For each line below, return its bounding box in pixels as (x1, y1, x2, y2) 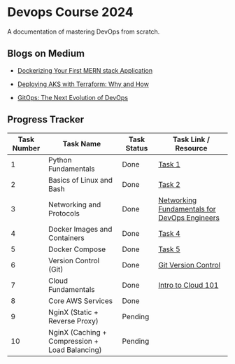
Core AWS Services (48, 295, 113, 305)
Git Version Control (158, 260, 221, 269)
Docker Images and (48, 224, 113, 234)
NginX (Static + (48, 307, 99, 317)
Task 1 (158, 159, 180, 169)
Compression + (48, 336, 99, 346)
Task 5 (158, 244, 180, 254)
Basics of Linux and (48, 175, 113, 185)
